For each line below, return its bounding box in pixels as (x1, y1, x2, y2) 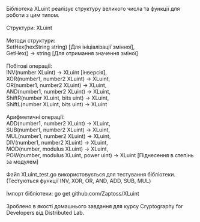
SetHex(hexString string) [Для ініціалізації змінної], (6, 43, 135, 50)
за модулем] (6, 158, 39, 165)
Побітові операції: (6, 62, 52, 70)
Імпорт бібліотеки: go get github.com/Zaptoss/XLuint (6, 190, 139, 197)
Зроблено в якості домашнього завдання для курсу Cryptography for (6, 203, 183, 209)
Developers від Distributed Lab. (6, 209, 85, 216)
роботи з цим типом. (6, 11, 60, 19)
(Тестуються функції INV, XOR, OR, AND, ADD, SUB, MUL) (6, 177, 151, 184)
